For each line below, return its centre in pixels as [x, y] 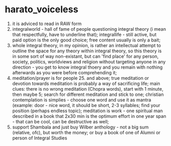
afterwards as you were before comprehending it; [65, 72]
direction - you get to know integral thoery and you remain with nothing [87, 67]
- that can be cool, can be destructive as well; [60, 121]
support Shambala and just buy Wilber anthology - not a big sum [80, 127]
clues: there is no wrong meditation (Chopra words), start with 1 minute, [88, 89]
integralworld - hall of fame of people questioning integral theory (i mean [89, 29]
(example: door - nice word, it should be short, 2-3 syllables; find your [86, 105]
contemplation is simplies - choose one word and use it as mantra [82, 100]
